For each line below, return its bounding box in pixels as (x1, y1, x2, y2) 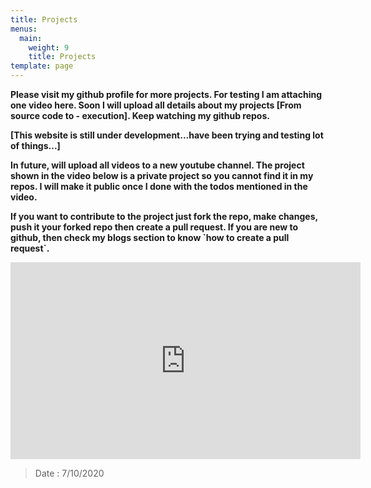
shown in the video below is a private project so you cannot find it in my (10, 170, 314, 181)
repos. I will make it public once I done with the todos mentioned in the (10, 181, 308, 192)
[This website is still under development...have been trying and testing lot (10, 129, 324, 141)
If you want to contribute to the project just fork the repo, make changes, (10, 211, 318, 222)
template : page (10, 61, 74, 71)
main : (19, 33, 43, 43)
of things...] (10, 140, 61, 151)
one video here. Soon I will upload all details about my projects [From (10, 99, 302, 111)
